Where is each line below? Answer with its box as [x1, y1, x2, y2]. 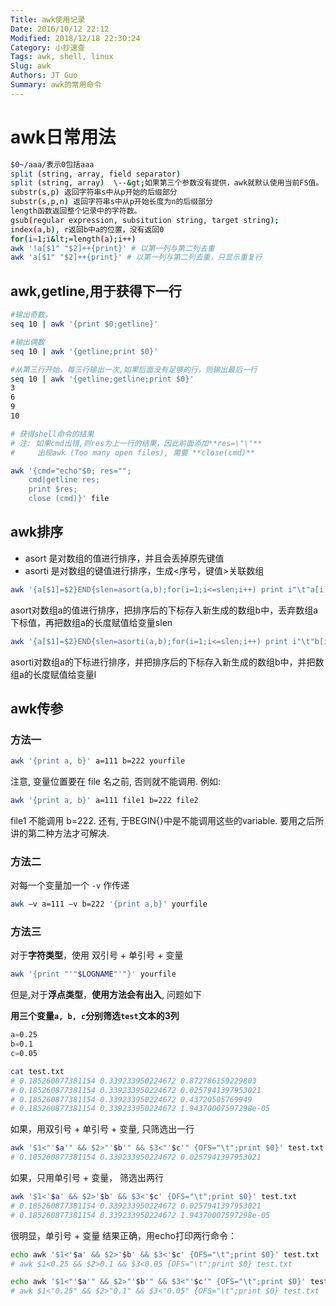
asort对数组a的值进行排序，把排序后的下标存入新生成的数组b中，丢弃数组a [10, 604, 319, 616]
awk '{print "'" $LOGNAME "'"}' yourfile [10, 969, 177, 980]
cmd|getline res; [28, 475, 101, 485]
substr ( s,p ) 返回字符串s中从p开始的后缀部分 [10, 187, 178, 198]
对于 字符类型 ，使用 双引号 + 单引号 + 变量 [10, 949, 184, 961]
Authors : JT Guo [10, 71, 78, 81]
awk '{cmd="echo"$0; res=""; [10, 466, 132, 476]
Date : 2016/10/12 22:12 [10, 24, 110, 34]
